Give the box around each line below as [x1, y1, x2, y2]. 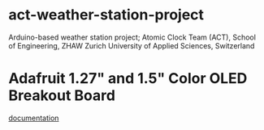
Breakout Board [8, 86, 116, 105]
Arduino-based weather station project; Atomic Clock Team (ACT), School [8, 32, 256, 42]
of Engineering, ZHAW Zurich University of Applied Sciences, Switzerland [8, 40, 255, 50]
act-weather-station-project [8, 6, 205, 24]
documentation [8, 113, 59, 123]
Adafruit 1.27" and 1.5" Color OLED [8, 69, 248, 88]
